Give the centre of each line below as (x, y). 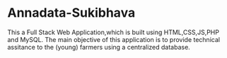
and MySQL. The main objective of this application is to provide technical (114, 39)
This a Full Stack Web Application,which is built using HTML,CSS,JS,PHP (113, 32)
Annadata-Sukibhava (71, 13)
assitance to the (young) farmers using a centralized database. (99, 47)
